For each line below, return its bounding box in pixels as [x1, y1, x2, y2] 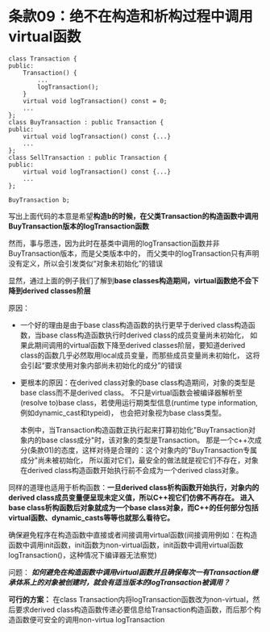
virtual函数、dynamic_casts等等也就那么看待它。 [8, 513, 175, 522]
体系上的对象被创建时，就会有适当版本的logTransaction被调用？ [15, 577, 231, 587]
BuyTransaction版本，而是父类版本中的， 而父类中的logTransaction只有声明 [8, 248, 260, 258]
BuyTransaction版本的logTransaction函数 [8, 221, 150, 231]
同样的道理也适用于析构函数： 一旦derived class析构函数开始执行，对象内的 [8, 482, 260, 492]
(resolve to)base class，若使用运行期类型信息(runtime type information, [19, 397, 258, 408]
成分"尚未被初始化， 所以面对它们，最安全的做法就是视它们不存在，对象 [19, 455, 260, 465]
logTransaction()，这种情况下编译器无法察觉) [8, 550, 157, 559]
